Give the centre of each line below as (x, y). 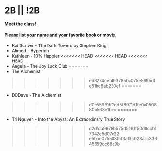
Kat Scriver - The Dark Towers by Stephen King (59, 45)
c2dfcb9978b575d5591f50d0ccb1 (123, 129)
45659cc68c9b (105, 144)
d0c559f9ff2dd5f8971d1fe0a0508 (123, 105)
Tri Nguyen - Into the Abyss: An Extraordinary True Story (68, 119)
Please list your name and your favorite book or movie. (61, 35)
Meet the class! (21, 24)
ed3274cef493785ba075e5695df (122, 81)
